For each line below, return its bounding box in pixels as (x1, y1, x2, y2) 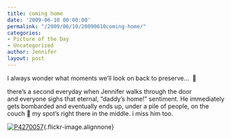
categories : (7, 29, 41, 37)
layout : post (7, 55, 45, 62)
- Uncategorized (7, 42, 54, 49)
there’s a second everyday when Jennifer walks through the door (7, 87, 192, 95)
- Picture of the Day (7, 36, 70, 43)
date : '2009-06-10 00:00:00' (7, 17, 91, 23)
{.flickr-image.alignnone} (43, 122, 114, 131)
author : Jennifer (7, 49, 57, 56)
